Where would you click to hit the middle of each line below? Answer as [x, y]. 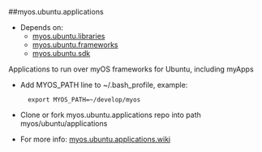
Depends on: [41, 27]
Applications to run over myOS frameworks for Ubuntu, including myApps [131, 69]
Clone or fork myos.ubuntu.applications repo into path [110, 115]
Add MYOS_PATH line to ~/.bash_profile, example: [104, 85]
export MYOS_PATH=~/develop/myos [84, 100]
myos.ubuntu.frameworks [75, 45]
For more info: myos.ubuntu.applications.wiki [95, 139]
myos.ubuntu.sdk [61, 53]
